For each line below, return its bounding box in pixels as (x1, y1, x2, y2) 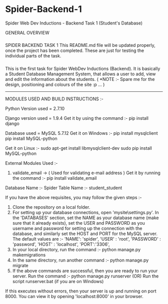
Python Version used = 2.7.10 (5, 105, 65, 111)
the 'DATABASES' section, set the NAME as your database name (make (12, 215, 159, 221)
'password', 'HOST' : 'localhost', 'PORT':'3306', (12, 241, 110, 247)
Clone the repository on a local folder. (12, 204, 90, 210)
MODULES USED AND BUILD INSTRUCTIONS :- (5, 96, 103, 102)
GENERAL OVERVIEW (5, 29, 50, 35)
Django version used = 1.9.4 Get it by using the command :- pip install (5, 115, 149, 121)
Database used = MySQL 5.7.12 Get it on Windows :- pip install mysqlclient (5, 130, 158, 136)
